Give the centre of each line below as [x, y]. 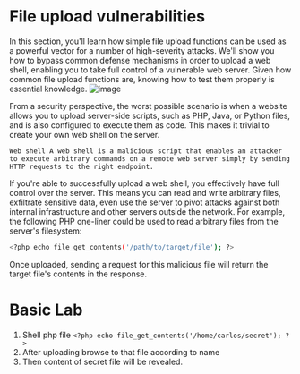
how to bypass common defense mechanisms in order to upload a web [140, 60]
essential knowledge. [48, 89]
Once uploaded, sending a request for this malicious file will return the [139, 264]
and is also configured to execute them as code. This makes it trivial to [140, 125]
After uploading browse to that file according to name [121, 352]
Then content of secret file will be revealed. [103, 361]
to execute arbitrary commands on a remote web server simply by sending [150, 158]
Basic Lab [46, 310]
